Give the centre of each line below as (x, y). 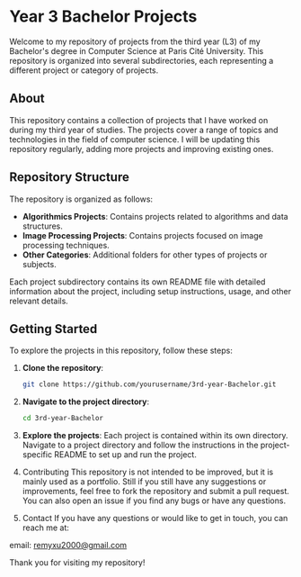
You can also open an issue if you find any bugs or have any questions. (154, 500)
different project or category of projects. (84, 70)
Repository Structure (70, 177)
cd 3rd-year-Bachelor (62, 419)
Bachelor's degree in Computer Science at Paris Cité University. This (137, 50)
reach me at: (46, 527)
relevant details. (39, 301)
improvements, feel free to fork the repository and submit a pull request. (156, 491)
